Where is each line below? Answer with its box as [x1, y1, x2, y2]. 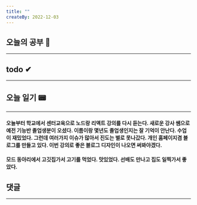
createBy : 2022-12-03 [6, 14, 59, 20]
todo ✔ [6, 64, 32, 74]
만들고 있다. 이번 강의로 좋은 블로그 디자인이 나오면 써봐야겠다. [21, 142, 162, 149]
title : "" [6, 8, 30, 15]
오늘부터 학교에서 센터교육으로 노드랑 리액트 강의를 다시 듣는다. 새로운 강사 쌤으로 [6, 119, 191, 126]
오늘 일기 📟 [6, 92, 46, 103]
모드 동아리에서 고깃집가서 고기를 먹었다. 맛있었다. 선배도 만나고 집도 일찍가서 [6, 156, 181, 163]
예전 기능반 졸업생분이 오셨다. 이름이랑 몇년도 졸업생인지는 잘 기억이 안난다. [6, 127, 176, 134]
